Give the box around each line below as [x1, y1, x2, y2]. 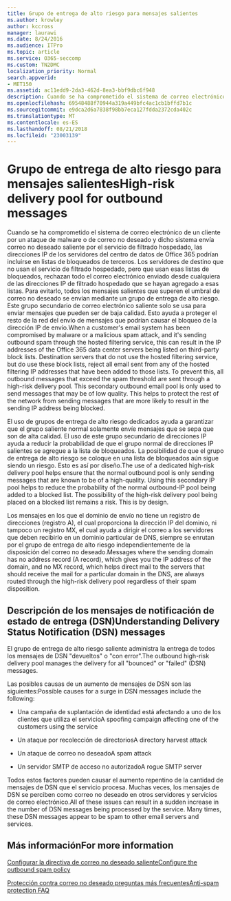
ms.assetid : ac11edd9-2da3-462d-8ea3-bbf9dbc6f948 [7, 87, 155, 94]
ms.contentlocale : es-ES [7, 119, 78, 126]
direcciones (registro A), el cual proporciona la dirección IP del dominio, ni [7, 518, 217, 527]
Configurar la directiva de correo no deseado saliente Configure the [7, 858, 198, 866]
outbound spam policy [7, 865, 71, 873]
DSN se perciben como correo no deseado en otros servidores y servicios [7, 791, 218, 798]
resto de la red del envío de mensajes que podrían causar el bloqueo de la [7, 316, 217, 325]
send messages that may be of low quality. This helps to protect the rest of [7, 389, 219, 398]
